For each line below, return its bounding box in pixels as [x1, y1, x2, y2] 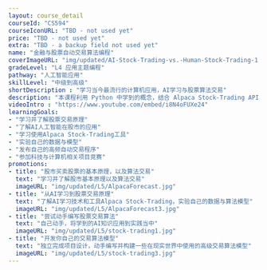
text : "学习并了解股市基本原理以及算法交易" [15, 175, 145, 184]
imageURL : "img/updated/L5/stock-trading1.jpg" [15, 227, 177, 236]
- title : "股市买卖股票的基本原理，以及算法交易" [8, 168, 155, 176]
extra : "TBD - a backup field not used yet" [8, 42, 159, 50]
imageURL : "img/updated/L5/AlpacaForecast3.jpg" [15, 204, 180, 212]
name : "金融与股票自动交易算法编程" [8, 49, 114, 57]
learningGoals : [8, 109, 59, 117]
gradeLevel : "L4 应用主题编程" [8, 64, 105, 72]
